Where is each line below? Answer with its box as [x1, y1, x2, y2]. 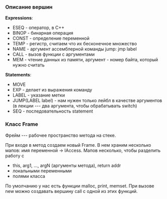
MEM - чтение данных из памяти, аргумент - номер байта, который [12, 57, 158, 63]
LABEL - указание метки [12, 92, 65, 98]
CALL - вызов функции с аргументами [12, 51, 95, 57]
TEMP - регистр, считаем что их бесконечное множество [12, 41, 137, 47]
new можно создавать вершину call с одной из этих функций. [5, 188, 138, 194]
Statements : [5, 72, 32, 78]
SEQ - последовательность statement [12, 108, 93, 114]
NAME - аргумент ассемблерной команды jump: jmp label [12, 46, 137, 52]
